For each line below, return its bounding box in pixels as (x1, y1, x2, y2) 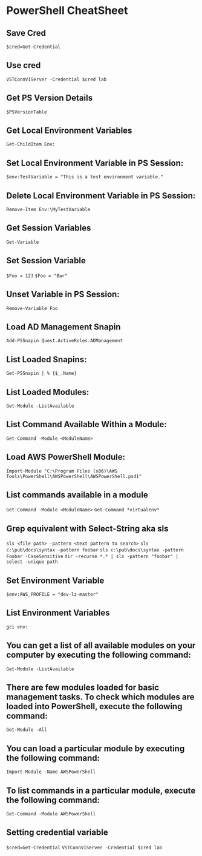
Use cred (6, 60, 41, 70)
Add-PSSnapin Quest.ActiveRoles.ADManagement (6, 338, 123, 344)
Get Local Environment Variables (6, 126, 132, 136)
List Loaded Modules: (6, 386, 90, 397)
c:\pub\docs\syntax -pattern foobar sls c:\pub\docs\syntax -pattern (6, 547, 184, 553)
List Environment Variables (6, 608, 110, 618)
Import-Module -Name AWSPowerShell (6, 769, 96, 775)
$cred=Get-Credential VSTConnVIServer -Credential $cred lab (6, 844, 162, 851)
